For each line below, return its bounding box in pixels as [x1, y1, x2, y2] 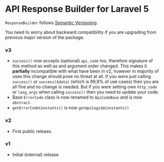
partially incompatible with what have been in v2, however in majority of [12, 68, 159, 74]
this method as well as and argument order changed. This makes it [12, 63, 147, 69]
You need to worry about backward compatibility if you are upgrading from [5, 29, 157, 35]
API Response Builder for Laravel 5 [5, 3, 149, 15]
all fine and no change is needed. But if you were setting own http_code [12, 84, 157, 90]
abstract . [12, 100, 32, 106]
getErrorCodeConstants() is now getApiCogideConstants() [12, 105, 129, 111]
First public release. [12, 128, 53, 134]
